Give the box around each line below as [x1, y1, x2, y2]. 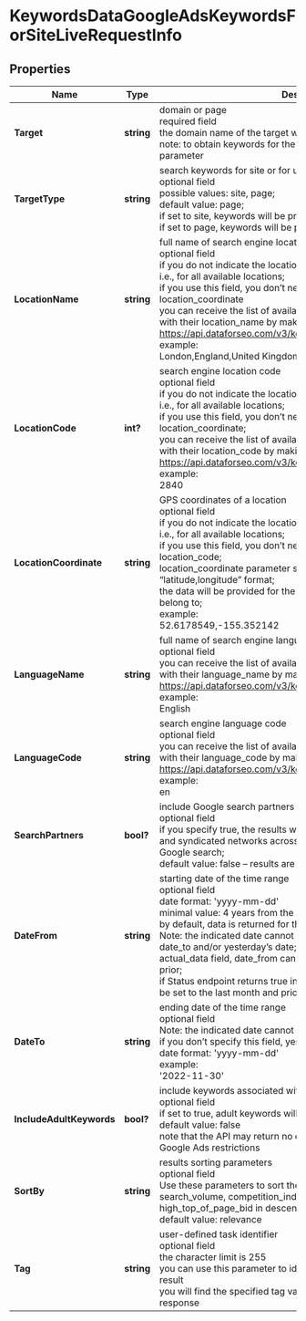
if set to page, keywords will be [158, 221, 292, 234]
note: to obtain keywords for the [158, 138, 296, 151]
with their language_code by [158, 752, 280, 764]
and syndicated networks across [158, 835, 299, 847]
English [158, 702, 191, 714]
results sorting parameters [158, 1156, 273, 1169]
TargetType [14, 192, 66, 205]
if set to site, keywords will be [158, 210, 286, 222]
